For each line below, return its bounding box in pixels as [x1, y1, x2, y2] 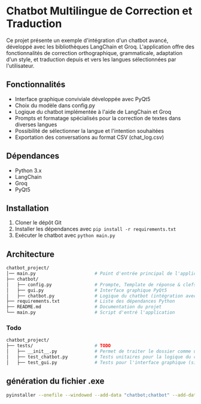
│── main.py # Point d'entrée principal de [6, 271, 172, 277]
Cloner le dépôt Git [14, 219, 62, 226]
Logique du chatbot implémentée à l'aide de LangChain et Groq [14, 108, 172, 115]
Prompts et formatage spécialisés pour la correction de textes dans [14, 114, 181, 121]
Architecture [6, 249, 55, 259]
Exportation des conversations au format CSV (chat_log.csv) [14, 133, 165, 141]
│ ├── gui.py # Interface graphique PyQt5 [6, 287, 167, 293]
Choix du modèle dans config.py [14, 102, 96, 109]
